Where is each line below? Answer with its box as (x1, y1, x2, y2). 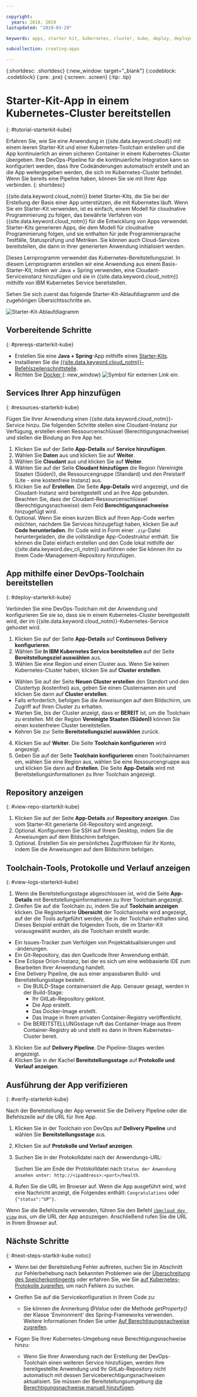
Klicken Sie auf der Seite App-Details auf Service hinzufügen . (14, 445, 167, 452)
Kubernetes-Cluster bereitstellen (6, 107, 171, 120)
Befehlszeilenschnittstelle (14, 364, 77, 371)
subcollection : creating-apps (6, 46, 80, 52)
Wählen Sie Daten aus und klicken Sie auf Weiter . (14, 452, 135, 459)
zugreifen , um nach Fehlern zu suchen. (40, 1282, 135, 1289)
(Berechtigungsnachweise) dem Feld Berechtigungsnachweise (14, 502, 169, 509)
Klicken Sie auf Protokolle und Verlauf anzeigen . (14, 1142, 134, 1149)
